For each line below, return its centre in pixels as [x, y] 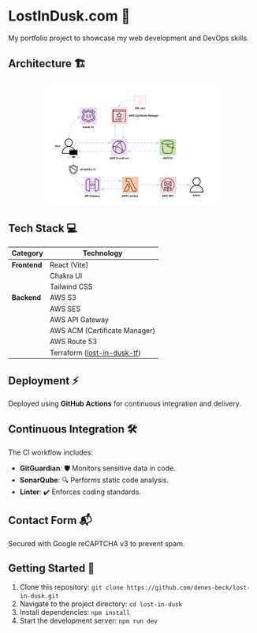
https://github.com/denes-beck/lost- [188, 588]
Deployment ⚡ [43, 381]
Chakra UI [66, 275]
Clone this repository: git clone [71, 587]
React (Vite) [69, 264]
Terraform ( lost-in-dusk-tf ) [95, 352]
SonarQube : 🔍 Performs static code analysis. [94, 480]
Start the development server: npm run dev [88, 621]
